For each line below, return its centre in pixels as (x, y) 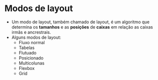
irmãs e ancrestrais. (31, 32)
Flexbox (27, 68)
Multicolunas (31, 63)
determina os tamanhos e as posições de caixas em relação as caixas (82, 27)
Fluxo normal (32, 42)
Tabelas (27, 48)
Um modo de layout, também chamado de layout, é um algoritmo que (80, 22)
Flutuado (28, 53)
